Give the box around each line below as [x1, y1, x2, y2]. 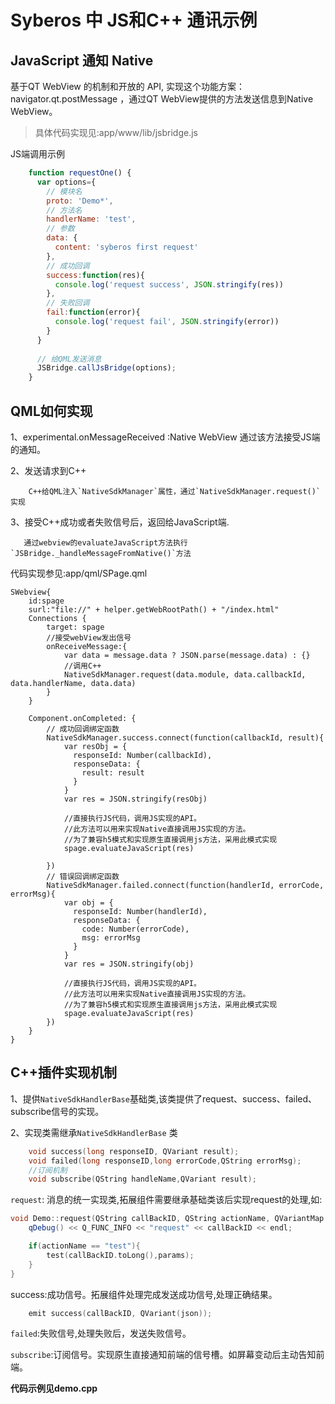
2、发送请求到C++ [10, 464, 87, 476]
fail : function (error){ [46, 307, 141, 318]
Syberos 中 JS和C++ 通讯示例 [10, 9, 258, 32]
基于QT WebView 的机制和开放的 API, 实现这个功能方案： [10, 81, 245, 92]
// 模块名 [46, 186, 83, 196]
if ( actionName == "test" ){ [28, 1241, 141, 1251]
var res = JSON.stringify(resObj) [63, 794, 208, 804]
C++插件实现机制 [10, 1064, 118, 1081]
